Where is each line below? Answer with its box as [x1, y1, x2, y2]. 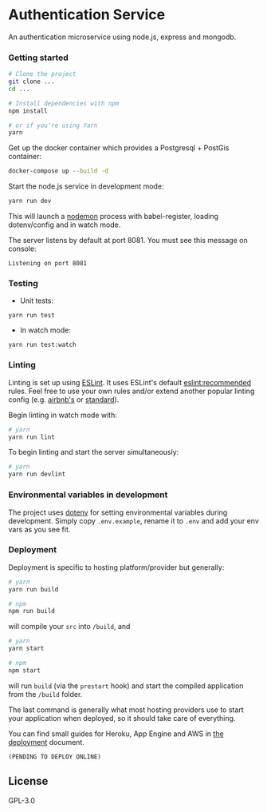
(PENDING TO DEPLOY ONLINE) [8, 753, 102, 761]
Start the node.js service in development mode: [8, 181, 164, 191]
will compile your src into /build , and [8, 622, 131, 631]
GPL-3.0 [8, 795, 36, 805]
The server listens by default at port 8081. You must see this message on [8, 236, 249, 245]
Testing [8, 278, 38, 289]
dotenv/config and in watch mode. [8, 220, 121, 229]
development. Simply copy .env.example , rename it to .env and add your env [8, 515, 259, 525]
